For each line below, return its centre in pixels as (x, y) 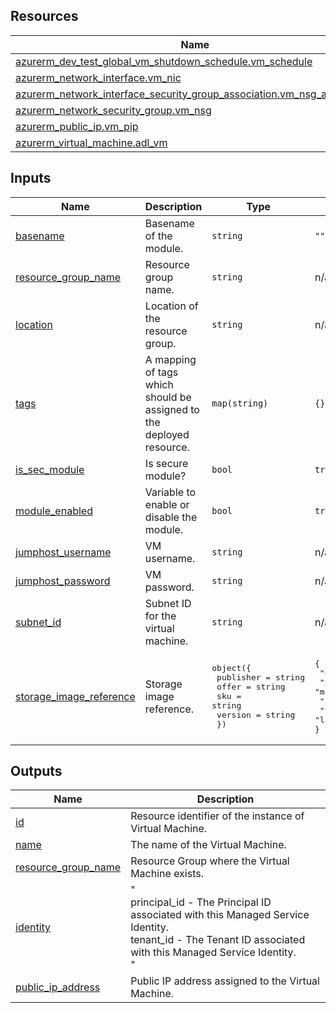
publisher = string (260, 677)
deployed (167, 434)
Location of (171, 306)
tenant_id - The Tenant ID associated (218, 940)
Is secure (166, 463)
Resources (44, 16)
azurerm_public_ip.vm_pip (77, 126)
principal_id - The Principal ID (201, 902)
